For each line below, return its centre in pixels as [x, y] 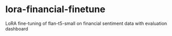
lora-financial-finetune [55, 9]
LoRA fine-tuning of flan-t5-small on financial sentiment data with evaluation [86, 23]
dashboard [17, 28]
